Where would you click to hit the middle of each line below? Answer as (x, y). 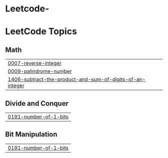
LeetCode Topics (41, 32)
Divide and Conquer (37, 103)
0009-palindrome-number (40, 71)
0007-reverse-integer (34, 63)
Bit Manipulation (31, 134)
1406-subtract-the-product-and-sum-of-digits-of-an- (77, 79)
